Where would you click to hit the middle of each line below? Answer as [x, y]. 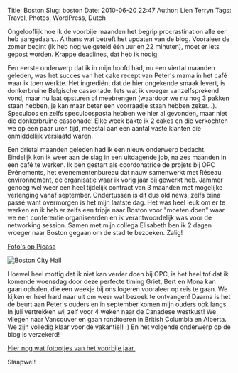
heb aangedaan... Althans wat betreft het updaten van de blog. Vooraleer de [119, 39]
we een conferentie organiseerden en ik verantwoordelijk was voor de [110, 217]
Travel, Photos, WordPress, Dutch [57, 18]
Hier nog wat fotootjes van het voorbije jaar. [71, 348]
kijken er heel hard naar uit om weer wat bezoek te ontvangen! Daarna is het [119, 297]
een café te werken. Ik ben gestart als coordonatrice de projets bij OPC [111, 165]
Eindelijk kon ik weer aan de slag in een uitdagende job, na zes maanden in [117, 157]
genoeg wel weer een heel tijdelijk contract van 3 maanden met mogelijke [115, 187]
